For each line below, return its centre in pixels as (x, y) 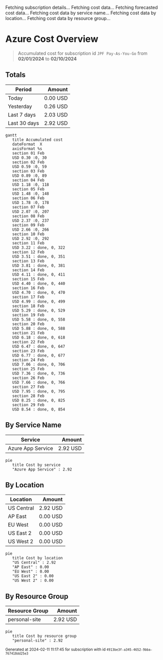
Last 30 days (24, 123)
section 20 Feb (28, 324)
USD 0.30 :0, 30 (29, 158)
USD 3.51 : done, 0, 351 (39, 256)
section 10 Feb (28, 234)
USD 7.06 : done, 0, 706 (39, 364)
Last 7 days (22, 115)
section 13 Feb (28, 261)
